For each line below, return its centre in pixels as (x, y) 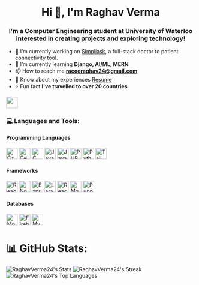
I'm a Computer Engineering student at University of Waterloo (101, 31)
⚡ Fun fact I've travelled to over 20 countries (71, 86)
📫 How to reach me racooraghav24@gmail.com (76, 71)
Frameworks (22, 171)
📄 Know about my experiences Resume (63, 80)
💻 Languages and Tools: (43, 121)
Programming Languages (38, 138)
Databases (20, 204)
